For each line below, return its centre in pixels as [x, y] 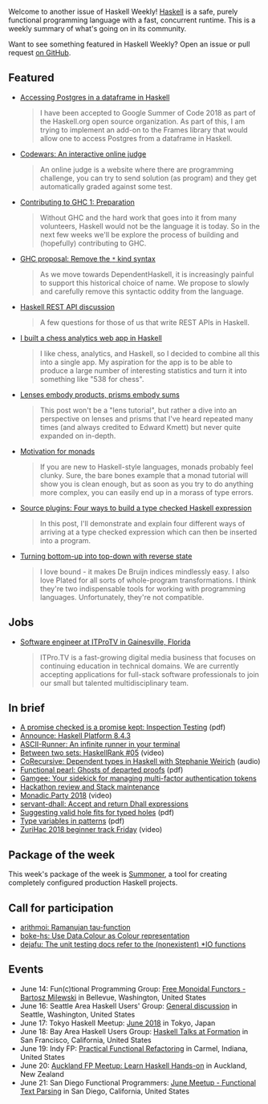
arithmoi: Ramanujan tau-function [75, 927]
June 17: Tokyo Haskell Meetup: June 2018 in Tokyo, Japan [118, 1023]
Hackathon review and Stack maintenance [90, 787]
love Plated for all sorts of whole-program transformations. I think [148, 580]
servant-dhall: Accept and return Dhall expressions [104, 804]
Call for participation [61, 908]
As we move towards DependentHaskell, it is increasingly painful [147, 274]
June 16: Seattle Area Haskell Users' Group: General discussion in [129, 1005]
